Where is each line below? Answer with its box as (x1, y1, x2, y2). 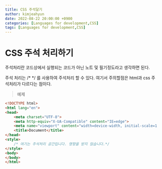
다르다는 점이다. (21, 81, 52, 87)
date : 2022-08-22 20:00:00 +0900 (5, 16, 73, 21)
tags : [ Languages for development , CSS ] (5, 25, 86, 30)
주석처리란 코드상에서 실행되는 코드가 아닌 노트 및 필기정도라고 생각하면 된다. (5, 65, 150, 70)
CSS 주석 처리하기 (5, 48, 74, 59)
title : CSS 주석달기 (5, 7, 43, 12)
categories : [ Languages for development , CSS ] (5, 20, 98, 26)
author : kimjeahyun (5, 12, 45, 17)
